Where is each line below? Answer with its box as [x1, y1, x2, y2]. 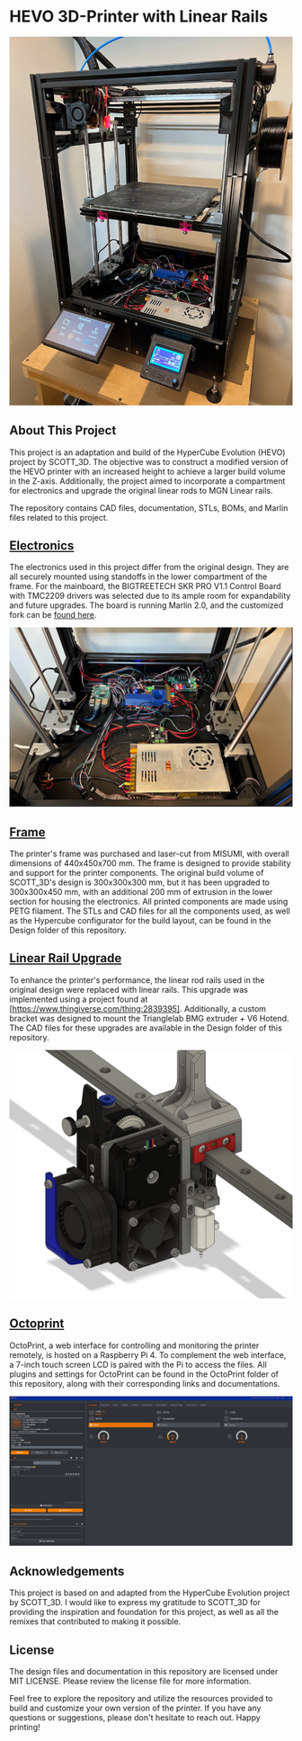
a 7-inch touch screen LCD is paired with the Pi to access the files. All [9, 1359, 267, 1370]
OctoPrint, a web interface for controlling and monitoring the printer [9, 1340, 260, 1351]
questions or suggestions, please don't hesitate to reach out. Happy [9, 1712, 261, 1723]
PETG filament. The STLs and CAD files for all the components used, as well [9, 906, 290, 916]
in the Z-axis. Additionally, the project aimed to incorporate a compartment [9, 475, 286, 487]
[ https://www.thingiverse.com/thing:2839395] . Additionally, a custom [9, 1003, 267, 1013]
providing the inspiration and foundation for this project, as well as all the [9, 1607, 279, 1618]
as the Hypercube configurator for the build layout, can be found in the [9, 915, 271, 926]
